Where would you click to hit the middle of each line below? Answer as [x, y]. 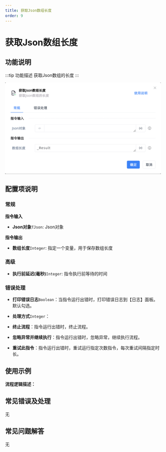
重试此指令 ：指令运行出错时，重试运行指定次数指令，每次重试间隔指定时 [86, 348]
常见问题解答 [25, 431]
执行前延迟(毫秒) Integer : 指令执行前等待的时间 [60, 273]
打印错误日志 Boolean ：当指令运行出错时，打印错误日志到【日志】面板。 [85, 300]
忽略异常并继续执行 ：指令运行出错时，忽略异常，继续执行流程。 [77, 337]
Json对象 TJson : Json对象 [38, 227]
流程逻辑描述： [20, 384]
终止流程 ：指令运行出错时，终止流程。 [51, 327]
